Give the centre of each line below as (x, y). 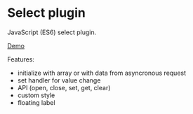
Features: (21, 59)
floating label (36, 102)
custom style (36, 95)
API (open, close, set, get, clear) (64, 87)
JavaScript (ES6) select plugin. (52, 32)
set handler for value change (59, 80)
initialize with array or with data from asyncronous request (102, 73)
